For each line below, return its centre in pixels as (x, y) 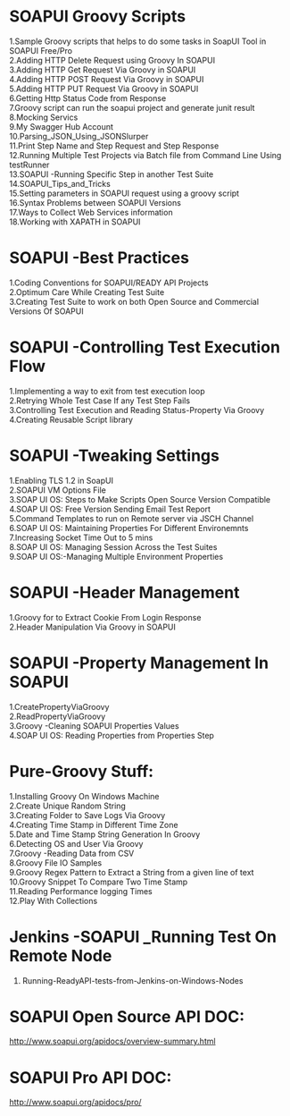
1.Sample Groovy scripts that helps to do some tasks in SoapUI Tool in (138, 41)
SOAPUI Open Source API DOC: (127, 1016)
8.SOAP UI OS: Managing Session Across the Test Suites (113, 546)
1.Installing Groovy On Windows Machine (84, 796)
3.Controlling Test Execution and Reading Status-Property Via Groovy (137, 410)
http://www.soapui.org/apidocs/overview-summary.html (112, 1041)
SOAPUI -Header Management (124, 592)
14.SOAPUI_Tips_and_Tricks (60, 183)
